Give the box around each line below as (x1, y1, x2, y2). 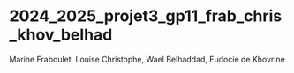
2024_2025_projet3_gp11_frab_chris (9, 6, 283, 26)
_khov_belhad (9, 25, 113, 45)
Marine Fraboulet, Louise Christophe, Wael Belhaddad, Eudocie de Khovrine (9, 54, 285, 64)
